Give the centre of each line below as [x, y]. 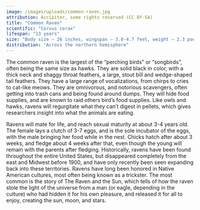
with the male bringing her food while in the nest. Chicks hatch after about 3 [99, 137]
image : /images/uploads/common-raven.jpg [58, 12]
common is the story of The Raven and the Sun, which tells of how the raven [100, 181]
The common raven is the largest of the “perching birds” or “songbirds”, [94, 62]
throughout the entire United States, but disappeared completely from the [96, 156]
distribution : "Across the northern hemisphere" [68, 45]
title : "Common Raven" [34, 23]
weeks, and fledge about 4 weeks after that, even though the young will [94, 143]
